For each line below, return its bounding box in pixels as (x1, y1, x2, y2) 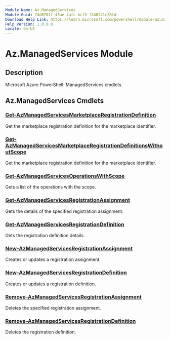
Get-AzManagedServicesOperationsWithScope (5, 173, 125, 180)
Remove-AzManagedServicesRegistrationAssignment (5, 293, 142, 300)
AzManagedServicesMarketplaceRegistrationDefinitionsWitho (5, 142, 163, 149)
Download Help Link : (5, 17, 49, 22)
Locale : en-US (5, 26, 35, 31)
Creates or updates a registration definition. (5, 281, 96, 287)
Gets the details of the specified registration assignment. (5, 208, 123, 214)
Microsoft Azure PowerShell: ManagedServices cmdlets (5, 82, 121, 88)
